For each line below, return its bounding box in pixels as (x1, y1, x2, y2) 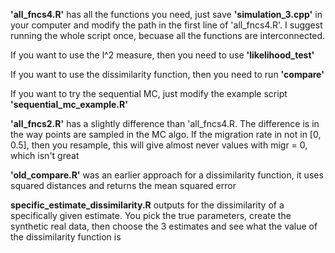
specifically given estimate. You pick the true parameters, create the (10, 210, 292, 221)
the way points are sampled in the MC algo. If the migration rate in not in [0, (10, 129, 322, 140)
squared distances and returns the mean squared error (10, 180, 237, 191)
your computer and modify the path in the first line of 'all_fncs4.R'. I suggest (10, 19, 323, 31)
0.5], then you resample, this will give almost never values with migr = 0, (10, 139, 308, 151)
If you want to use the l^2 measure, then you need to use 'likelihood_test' (10, 49, 315, 61)
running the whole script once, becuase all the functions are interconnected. (10, 30, 326, 41)
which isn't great (10, 150, 80, 161)
